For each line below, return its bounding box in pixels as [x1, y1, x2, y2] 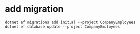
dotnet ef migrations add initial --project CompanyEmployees [5, 20, 136, 25]
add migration [5, 3, 64, 15]
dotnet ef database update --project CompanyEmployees [5, 24, 120, 29]
